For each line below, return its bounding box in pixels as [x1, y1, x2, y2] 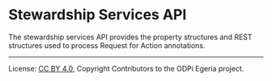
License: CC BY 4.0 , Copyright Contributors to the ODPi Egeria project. [8, 63, 244, 73]
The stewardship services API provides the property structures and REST [8, 32, 253, 42]
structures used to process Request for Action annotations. [8, 40, 206, 50]
